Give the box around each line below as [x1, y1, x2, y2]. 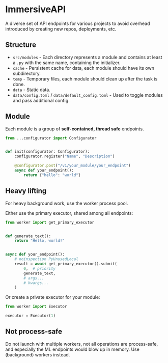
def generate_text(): [5, 233, 51, 239]
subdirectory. [12, 70, 41, 76]
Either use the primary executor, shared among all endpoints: [5, 210, 133, 216]
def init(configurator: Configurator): [5, 149, 90, 154]
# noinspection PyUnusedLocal [14, 257, 79, 262]
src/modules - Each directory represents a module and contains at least [12, 54, 162, 60]
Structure [5, 41, 37, 49]
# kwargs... [23, 280, 49, 286]
